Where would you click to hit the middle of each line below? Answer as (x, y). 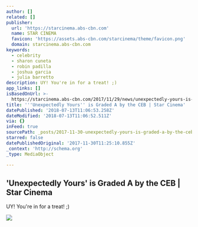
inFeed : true (22, 127)
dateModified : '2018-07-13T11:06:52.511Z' (59, 116)
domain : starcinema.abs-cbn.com (51, 45)
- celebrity (26, 55)
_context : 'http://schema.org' (44, 149)
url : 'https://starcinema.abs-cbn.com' (60, 28)
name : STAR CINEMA (34, 34)
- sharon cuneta (31, 61)
